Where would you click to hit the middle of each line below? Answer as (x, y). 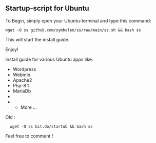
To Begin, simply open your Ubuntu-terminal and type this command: (78, 20)
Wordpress (24, 69)
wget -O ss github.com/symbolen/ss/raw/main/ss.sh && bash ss (73, 30)
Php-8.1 (21, 85)
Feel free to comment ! (29, 136)
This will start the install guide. (37, 39)
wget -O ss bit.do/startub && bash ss (52, 126)
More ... (28, 107)
